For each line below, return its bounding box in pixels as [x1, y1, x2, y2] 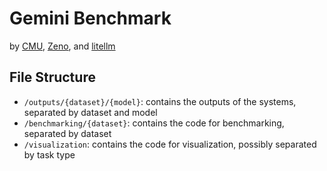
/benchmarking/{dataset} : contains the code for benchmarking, [23, 117, 285, 129]
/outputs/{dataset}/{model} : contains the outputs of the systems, [23, 95, 297, 107]
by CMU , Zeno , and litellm [9, 40, 116, 52]
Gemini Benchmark [9, 7, 172, 30]
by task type [23, 148, 76, 161]
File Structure [9, 69, 96, 86]
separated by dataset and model [23, 106, 158, 118]
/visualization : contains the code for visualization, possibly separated [23, 138, 317, 150]
